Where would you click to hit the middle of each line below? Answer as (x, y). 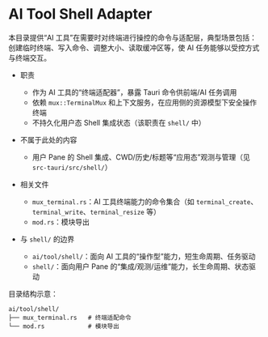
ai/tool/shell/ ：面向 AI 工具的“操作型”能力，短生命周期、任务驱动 (144, 256)
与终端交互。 (29, 58)
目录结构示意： (33, 293)
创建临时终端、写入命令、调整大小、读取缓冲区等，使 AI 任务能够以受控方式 (134, 47)
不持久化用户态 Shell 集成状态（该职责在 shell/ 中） (119, 122)
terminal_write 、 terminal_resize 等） (96, 211)
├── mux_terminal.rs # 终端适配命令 (70, 318)
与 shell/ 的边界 (47, 239)
